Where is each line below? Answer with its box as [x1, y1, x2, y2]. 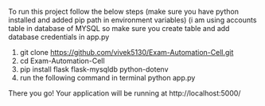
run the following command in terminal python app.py [19, 73, 196, 82]
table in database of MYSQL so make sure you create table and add [8, 24, 230, 33]
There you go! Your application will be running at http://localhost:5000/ [8, 88, 241, 98]
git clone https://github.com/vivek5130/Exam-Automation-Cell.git [19, 48, 234, 57]
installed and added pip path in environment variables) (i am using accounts [8, 15, 257, 25]
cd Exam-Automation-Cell [19, 56, 105, 65]
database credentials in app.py [8, 32, 110, 41]
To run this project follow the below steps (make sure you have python [8, 7, 239, 16]
